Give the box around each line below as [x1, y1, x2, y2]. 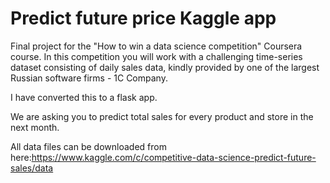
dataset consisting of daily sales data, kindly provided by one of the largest [10, 61, 320, 73]
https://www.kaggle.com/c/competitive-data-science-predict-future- [31, 151, 317, 163]
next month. [10, 121, 60, 133]
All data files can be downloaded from [10, 140, 167, 152]
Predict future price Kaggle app [10, 7, 277, 30]
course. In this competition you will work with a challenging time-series [10, 50, 303, 62]
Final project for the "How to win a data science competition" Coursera [10, 40, 303, 52]
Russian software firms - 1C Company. [10, 72, 168, 84]
